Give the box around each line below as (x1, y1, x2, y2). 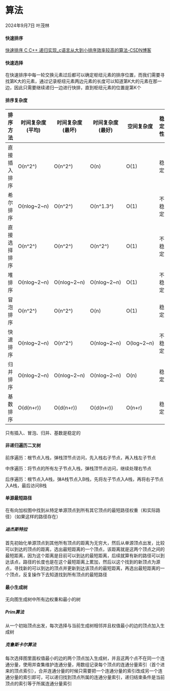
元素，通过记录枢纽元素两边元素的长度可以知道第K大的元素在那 (26, 78, 158, 84)
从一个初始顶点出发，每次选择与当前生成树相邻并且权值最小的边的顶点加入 (5, 623, 160, 629)
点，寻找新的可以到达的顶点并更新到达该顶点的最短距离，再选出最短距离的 (5, 565, 160, 571)
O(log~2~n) (126, 339, 154, 346)
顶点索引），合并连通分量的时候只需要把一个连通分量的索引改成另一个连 (14, 668, 163, 674)
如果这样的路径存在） (16, 513, 61, 520)
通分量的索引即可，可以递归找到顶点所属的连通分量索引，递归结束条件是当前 (5, 674, 165, 680)
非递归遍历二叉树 (5, 442, 41, 449)
